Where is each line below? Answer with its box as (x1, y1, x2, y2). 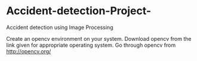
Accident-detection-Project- (6, 4, 152, 18)
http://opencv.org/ (6, 47, 51, 54)
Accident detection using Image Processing (6, 24, 113, 31)
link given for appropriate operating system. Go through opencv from (6, 41, 176, 49)
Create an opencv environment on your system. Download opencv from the (6, 35, 192, 42)
